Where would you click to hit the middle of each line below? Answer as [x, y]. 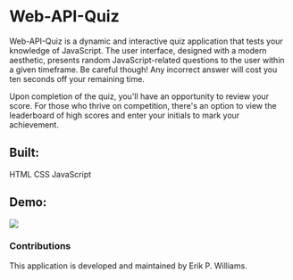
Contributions [40, 246]
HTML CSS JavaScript [50, 174]
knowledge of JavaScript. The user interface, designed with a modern [138, 50]
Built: [25, 153]
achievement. [34, 124]
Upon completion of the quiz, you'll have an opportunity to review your [139, 96]
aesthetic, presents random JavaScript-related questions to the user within [147, 60]
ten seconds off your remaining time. [77, 78]
